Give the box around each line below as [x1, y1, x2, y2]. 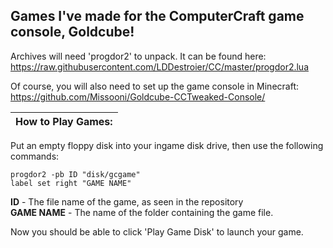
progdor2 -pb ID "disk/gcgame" [10, 169, 141, 179]
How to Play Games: [15, 114, 113, 128]
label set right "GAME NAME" [10, 178, 132, 188]
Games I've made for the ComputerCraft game [10, 8, 305, 25]
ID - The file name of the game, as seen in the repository [10, 195, 244, 208]
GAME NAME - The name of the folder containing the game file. [10, 206, 274, 218]
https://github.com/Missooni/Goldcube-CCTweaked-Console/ [10, 90, 266, 103]
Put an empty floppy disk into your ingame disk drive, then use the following [10, 139, 324, 151]
